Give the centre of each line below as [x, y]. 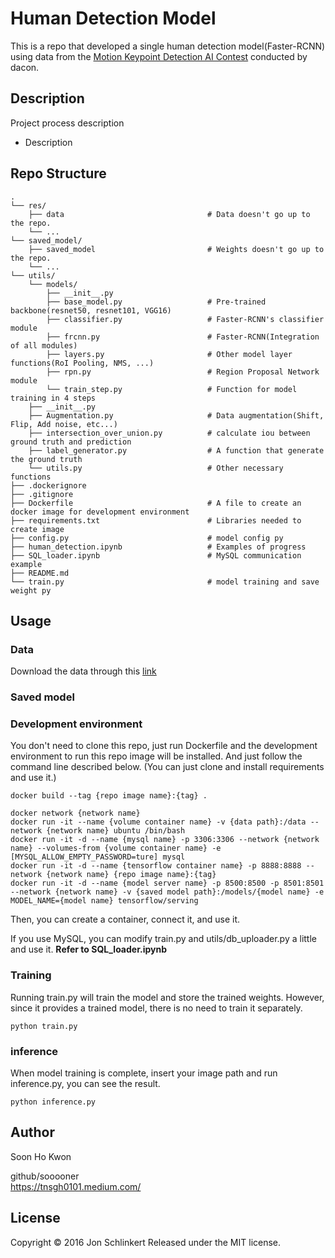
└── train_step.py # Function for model [172, 389]
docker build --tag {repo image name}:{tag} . [109, 796]
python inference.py [53, 1102]
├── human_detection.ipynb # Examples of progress [158, 547]
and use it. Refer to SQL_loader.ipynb [88, 949]
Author [32, 1132]
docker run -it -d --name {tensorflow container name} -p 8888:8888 [156, 866]
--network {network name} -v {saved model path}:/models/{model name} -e [167, 892]
